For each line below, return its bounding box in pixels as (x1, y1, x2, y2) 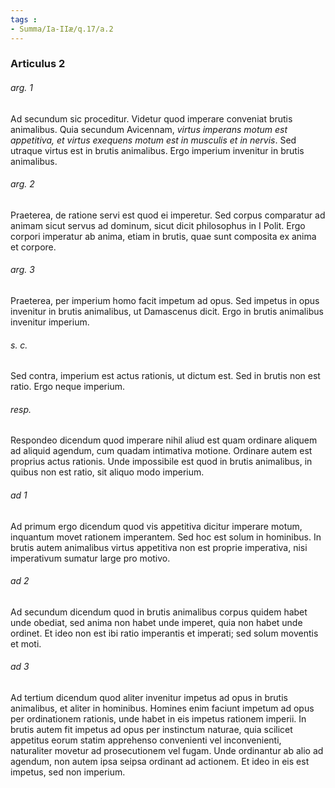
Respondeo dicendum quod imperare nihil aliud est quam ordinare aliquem (10, 434, 318, 446)
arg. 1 (10, 82, 33, 94)
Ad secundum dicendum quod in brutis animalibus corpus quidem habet (10, 606, 308, 618)
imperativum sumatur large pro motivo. (10, 552, 171, 564)
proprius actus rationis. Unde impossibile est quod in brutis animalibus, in (10, 456, 313, 468)
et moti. (10, 637, 42, 650)
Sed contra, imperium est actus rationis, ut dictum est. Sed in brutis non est (10, 370, 321, 382)
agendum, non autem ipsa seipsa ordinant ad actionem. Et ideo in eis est (10, 756, 310, 768)
